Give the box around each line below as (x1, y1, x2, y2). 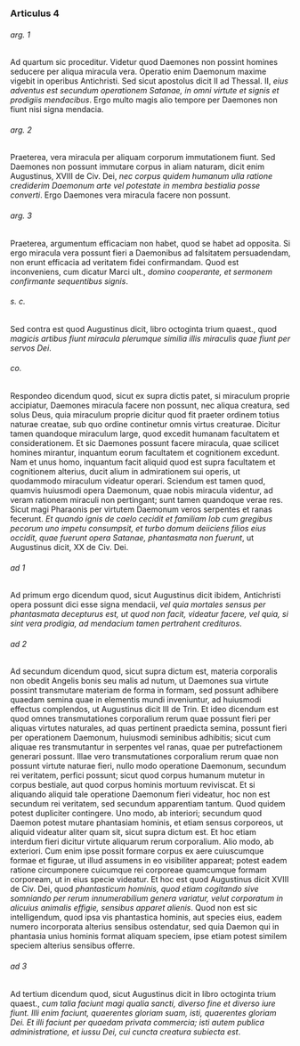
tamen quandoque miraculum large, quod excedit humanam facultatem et (10, 428, 280, 439)
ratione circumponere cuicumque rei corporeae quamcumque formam (10, 864, 267, 875)
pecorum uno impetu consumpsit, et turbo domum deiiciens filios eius (10, 523, 266, 533)
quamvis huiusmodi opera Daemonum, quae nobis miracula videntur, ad (10, 484, 274, 496)
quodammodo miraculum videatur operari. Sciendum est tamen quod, (10, 475, 266, 486)
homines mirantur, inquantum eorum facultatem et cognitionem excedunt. (10, 447, 280, 458)
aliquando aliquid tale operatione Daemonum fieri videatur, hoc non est (10, 789, 271, 799)
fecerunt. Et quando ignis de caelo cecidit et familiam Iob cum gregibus (10, 513, 273, 523)
